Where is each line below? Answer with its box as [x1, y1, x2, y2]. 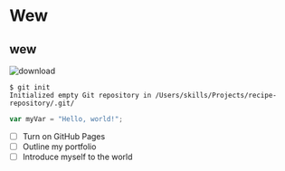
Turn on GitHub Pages [22, 130, 106, 141]
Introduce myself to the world [22, 151, 133, 162]
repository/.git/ [9, 99, 75, 108]
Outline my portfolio [22, 141, 97, 152]
